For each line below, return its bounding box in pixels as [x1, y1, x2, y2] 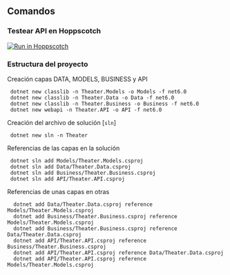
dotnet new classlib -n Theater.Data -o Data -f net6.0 [10, 94, 175, 101]
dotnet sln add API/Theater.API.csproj [10, 176, 126, 182]
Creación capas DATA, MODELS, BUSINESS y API [7, 75, 148, 83]
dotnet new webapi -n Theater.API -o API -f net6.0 [10, 106, 162, 113]
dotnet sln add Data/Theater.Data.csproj [10, 163, 131, 170]
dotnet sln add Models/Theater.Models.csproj [10, 157, 144, 164]
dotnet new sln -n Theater [10, 131, 88, 139]
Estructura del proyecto [7, 59, 88, 68]
